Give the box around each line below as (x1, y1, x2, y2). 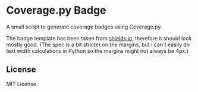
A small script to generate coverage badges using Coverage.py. (6, 23, 162, 30)
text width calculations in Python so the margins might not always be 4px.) (6, 47, 189, 54)
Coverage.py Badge (6, 4, 106, 17)
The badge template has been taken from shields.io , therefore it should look (6, 34, 192, 42)
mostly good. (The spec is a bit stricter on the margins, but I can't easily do (6, 41, 190, 48)
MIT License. (6, 80, 38, 87)
